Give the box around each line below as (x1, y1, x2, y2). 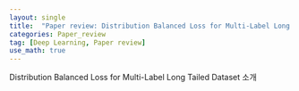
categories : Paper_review (9, 29, 106, 38)
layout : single (9, 12, 66, 22)
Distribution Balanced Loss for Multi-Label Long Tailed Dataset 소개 (9, 72, 257, 83)
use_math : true (9, 46, 66, 55)
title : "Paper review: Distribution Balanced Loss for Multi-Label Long (9, 21, 291, 30)
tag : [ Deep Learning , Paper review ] (9, 37, 146, 47)
